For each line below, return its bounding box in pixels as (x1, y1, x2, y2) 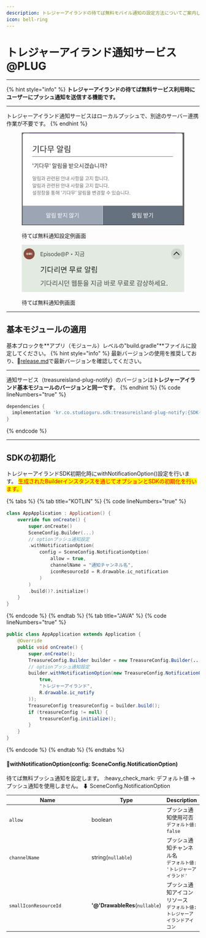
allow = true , (50, 556, 86, 562)
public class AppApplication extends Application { (6, 631, 141, 637)
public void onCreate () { (17, 644, 84, 650)
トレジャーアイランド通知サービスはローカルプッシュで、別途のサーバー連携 (6, 112, 199, 120)
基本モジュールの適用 (6, 325, 87, 335)
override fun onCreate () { (17, 516, 86, 522)
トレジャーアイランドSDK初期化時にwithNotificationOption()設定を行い (6, 470, 185, 477)
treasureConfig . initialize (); (39, 715, 116, 722)
